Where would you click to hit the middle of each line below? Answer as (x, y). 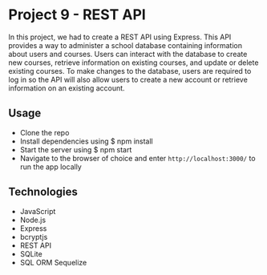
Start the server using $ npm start (76, 149)
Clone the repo (44, 132)
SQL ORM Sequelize (53, 262)
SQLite (31, 253)
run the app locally (51, 167)
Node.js (33, 220)
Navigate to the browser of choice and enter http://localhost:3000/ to (138, 158)
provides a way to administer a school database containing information (125, 45)
